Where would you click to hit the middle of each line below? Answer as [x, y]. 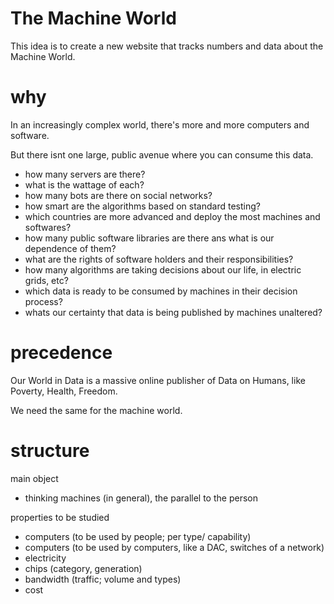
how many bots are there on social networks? [118, 195]
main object [34, 478]
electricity [45, 558]
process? [43, 301]
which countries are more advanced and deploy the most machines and [172, 216]
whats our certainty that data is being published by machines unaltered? [173, 312]
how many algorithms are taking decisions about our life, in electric [163, 269]
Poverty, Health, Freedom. [64, 391]
